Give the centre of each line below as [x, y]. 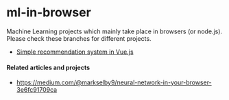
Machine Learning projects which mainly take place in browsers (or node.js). [114, 31]
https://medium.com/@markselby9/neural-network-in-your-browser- [114, 82]
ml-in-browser [49, 13]
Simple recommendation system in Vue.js [75, 52]
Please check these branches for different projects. [79, 38]
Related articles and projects [48, 67]
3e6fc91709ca [37, 90]
